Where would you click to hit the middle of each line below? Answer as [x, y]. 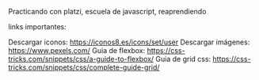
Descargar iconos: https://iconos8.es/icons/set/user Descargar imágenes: [129, 42]
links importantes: [37, 27]
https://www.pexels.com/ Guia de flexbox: [77, 50]
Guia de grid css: [183, 59]
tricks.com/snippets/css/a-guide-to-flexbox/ [81, 59]
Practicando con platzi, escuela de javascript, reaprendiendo [107, 11]
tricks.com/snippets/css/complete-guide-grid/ [84, 67]
